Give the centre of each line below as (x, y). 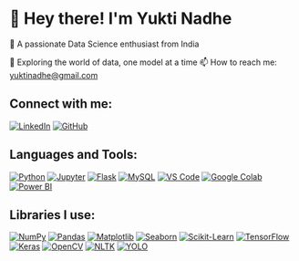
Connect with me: (61, 104)
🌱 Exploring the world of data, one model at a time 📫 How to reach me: (144, 62)
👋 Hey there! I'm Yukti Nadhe (121, 19)
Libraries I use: (52, 215)
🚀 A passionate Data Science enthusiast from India (104, 44)
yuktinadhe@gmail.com (54, 75)
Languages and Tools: (74, 155)
